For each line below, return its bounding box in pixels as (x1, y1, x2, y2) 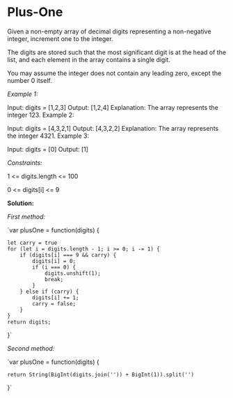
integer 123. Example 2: (7, 111, 74, 119)
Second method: (7, 344, 55, 352)
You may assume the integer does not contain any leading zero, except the (7, 69, 222, 77)
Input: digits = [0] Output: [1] (7, 145, 89, 153)
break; (44, 276, 64, 282)
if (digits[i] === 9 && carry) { (19, 251, 117, 258)
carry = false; (32, 300, 77, 307)
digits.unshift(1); (44, 269, 101, 277)
